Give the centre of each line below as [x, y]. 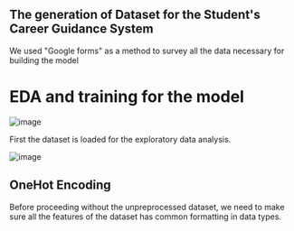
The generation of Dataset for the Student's [135, 15]
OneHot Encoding [60, 185]
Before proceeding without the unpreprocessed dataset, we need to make [147, 207]
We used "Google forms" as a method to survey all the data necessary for [147, 51]
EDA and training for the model [127, 97]
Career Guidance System [81, 29]
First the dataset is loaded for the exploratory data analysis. [120, 139]
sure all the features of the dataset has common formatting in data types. [146, 217]
